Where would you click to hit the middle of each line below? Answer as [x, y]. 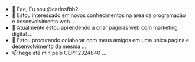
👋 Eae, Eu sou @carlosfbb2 [45, 9]
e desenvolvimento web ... [44, 21]
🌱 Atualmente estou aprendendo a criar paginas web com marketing [95, 27]
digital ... [22, 34]
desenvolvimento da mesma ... [49, 46]
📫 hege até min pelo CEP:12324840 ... [59, 53]
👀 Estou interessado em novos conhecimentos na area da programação [99, 15]
